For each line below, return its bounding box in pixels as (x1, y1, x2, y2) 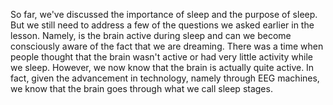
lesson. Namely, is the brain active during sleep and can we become (10, 30, 292, 41)
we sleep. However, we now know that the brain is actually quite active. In (10, 62, 315, 73)
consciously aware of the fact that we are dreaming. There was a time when (10, 40, 324, 52)
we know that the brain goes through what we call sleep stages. (10, 83, 273, 94)
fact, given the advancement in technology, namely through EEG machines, (10, 72, 320, 84)
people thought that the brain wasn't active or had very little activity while (10, 51, 313, 63)
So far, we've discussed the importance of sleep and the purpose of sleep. (10, 9, 318, 20)
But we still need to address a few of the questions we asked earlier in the (10, 19, 315, 31)
